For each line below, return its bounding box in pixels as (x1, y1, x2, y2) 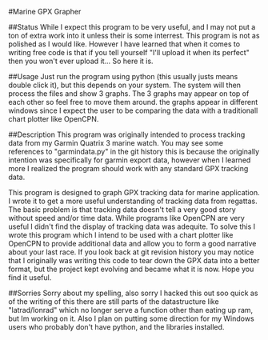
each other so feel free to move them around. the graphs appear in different (8, 98, 258, 106)
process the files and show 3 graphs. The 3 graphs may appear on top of (8, 89, 250, 98)
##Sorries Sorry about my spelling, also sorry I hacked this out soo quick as (8, 288, 258, 298)
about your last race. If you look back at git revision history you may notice (8, 247, 254, 257)
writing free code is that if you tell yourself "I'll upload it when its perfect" (8, 48, 250, 57)
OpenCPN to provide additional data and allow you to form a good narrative (8, 239, 257, 248)
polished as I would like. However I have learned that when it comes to (8, 39, 241, 49)
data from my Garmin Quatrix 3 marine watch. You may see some (8, 138, 224, 147)
